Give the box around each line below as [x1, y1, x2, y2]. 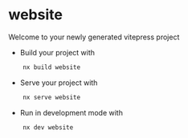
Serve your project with [19, 78, 98, 87]
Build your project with [19, 47, 95, 57]
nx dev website [22, 123, 74, 132]
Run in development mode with [19, 108, 123, 117]
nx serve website [22, 93, 81, 101]
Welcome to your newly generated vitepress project [8, 32, 180, 42]
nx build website [22, 63, 81, 71]
